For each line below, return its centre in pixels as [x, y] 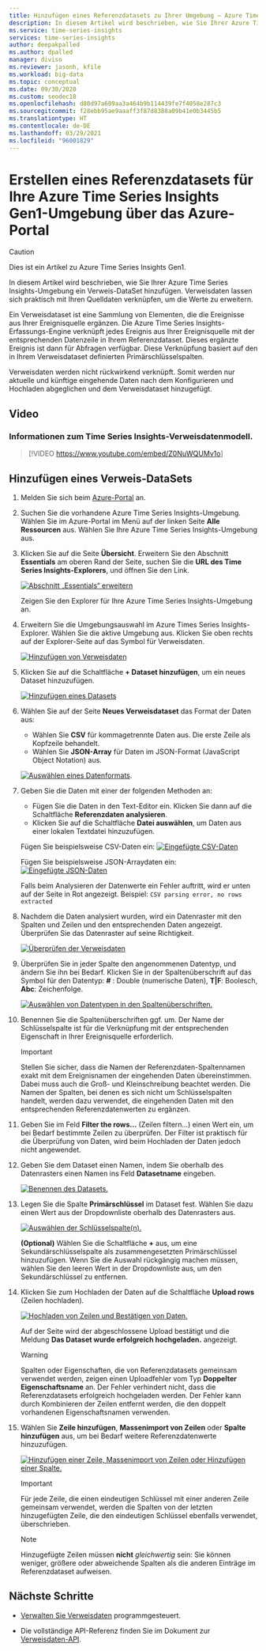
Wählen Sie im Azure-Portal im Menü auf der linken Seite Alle [120, 521]
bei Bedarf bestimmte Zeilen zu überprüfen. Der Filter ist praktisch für [134, 1133]
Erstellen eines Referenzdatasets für [131, 180]
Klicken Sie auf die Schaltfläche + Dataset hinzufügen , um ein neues [133, 672]
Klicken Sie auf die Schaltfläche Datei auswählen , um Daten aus [137, 823]
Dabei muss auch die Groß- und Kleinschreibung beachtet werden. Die [135, 1084]
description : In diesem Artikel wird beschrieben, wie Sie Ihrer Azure [129, 23]
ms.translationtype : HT [48, 119]
